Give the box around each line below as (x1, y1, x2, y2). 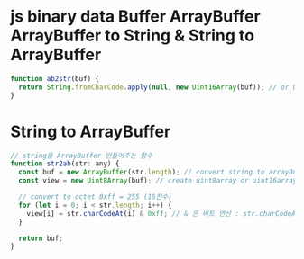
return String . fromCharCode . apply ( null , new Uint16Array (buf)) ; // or (18, 83, 290, 92)
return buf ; (18, 234, 64, 243)
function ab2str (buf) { (10, 74, 100, 83)
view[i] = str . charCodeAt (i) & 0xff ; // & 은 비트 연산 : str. (26, 209, 260, 218)
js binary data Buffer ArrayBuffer (10, 6, 261, 27)
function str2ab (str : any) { (10, 159, 120, 168)
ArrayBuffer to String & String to (10, 25, 255, 46)
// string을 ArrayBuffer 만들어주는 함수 (10, 151, 153, 160)
